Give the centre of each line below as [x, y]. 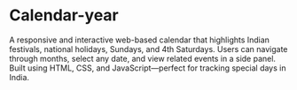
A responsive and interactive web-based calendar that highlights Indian [140, 40]
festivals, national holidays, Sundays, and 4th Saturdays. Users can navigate [148, 49]
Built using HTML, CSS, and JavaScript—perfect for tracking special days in [148, 68]
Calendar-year [64, 15]
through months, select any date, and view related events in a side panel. [143, 58]
